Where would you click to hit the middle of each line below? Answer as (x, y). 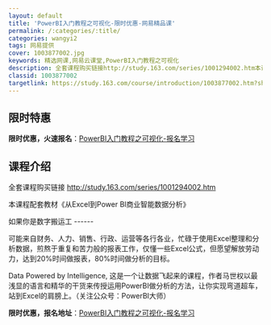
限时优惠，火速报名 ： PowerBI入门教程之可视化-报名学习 (102, 138)
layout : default (35, 16)
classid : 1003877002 (43, 76)
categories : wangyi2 (43, 38)
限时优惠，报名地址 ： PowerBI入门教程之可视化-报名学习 (102, 313)
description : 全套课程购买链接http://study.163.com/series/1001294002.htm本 (135, 68)
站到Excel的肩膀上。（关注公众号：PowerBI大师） (90, 296)
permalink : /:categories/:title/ (65, 31)
